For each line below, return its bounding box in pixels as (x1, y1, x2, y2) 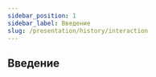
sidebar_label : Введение (7, 19, 91, 27)
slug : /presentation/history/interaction (7, 26, 149, 34)
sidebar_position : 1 (7, 11, 77, 20)
